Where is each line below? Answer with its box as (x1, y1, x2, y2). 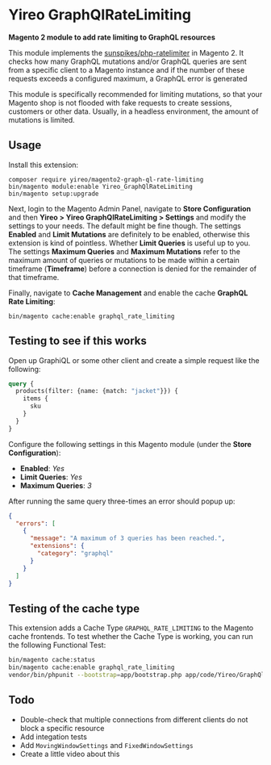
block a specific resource (19, 723, 105, 733)
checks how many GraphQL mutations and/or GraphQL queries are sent (8, 56, 248, 66)
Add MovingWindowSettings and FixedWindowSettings (19, 740, 194, 750)
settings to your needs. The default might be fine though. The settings (8, 220, 242, 231)
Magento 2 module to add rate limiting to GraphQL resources (8, 32, 215, 42)
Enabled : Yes (19, 463, 65, 473)
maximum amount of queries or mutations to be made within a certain (8, 255, 240, 265)
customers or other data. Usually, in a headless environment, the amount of (8, 107, 259, 116)
